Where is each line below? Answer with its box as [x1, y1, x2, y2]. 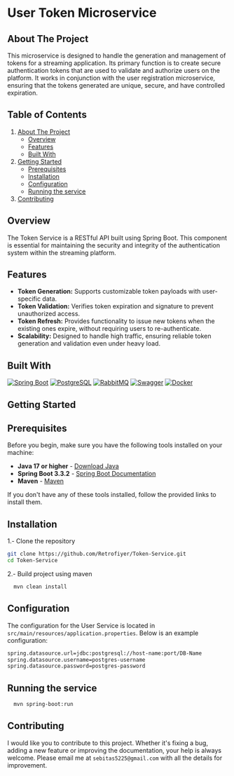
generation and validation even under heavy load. [17, 339, 161, 348]
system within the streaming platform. [7, 248, 117, 257]
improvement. [7, 761, 48, 769]
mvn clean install [13, 583, 68, 590]
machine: [7, 449, 34, 457]
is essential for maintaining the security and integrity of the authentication [7, 240, 221, 250]
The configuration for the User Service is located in [7, 621, 156, 629]
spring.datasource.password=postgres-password [7, 662, 146, 670]
